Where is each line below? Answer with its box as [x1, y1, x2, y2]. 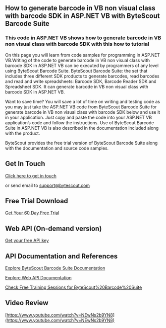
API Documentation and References [5, 252, 118, 260]
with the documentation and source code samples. [5, 145, 109, 151]
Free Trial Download [5, 196, 68, 205]
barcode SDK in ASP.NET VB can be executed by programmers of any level [5, 62, 159, 69]
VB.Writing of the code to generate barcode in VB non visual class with [5, 57, 150, 63]
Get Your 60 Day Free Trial [5, 210, 59, 216]
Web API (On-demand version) [5, 224, 102, 233]
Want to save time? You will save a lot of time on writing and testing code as [5, 98, 160, 104]
